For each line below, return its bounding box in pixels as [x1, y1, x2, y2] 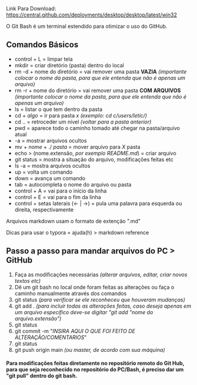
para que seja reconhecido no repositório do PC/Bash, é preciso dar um [6, 366, 184, 373]
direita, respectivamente [14, 206, 74, 213]
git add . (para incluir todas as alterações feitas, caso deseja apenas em [14, 302, 192, 309]
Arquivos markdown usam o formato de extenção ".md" [6, 217, 141, 224]
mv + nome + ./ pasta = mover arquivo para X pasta [14, 143, 141, 150]
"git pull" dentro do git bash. [6, 372, 78, 380]
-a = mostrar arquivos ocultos [14, 137, 87, 144]
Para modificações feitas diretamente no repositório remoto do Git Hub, [6, 360, 185, 367]
